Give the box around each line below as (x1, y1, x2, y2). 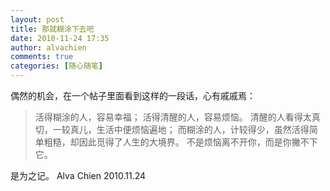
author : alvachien (10, 42, 87, 53)
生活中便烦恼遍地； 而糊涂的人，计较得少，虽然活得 (96, 124, 310, 135)
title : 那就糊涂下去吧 (10, 24, 95, 34)
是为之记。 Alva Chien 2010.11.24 (10, 170, 147, 181)
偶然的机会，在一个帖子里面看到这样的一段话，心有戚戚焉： (10, 90, 256, 101)
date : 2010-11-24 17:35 (10, 33, 110, 43)
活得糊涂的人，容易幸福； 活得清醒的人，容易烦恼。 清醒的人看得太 (34, 111, 312, 123)
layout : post (10, 14, 65, 25)
